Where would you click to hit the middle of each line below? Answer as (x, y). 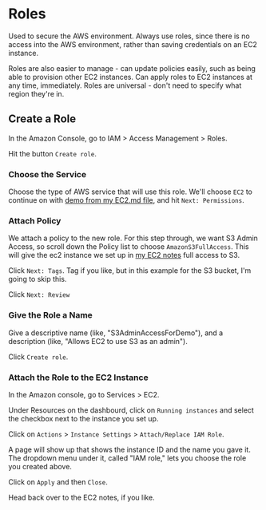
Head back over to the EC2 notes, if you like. (81, 497)
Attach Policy (35, 220)
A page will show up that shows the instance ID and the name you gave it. (130, 449)
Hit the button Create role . (53, 153)
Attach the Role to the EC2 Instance (79, 378)
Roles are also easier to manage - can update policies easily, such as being (132, 68)
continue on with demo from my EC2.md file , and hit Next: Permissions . (127, 200)
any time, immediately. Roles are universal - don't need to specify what (125, 85)
